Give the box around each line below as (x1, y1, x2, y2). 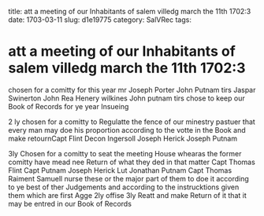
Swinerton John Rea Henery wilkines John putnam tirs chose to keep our (8, 93, 246, 103)
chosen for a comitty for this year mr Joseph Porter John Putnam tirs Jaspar (8, 85, 256, 94)
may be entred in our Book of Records (8, 199, 132, 208)
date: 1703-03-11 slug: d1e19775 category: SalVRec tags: (8, 15, 191, 24)
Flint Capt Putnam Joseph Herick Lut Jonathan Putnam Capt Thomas (8, 165, 232, 175)
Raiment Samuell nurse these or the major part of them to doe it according (8, 174, 250, 183)
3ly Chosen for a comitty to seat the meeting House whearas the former (8, 148, 242, 158)
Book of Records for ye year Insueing (8, 101, 129, 111)
